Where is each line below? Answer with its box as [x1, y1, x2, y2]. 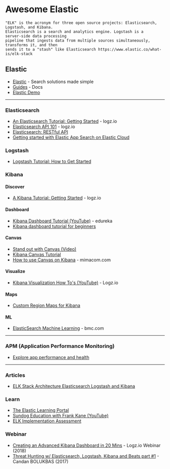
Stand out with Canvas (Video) [12, 246, 77, 252]
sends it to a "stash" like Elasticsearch [5, 47, 96, 52]
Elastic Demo [12, 89, 40, 95]
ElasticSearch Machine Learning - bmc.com [12, 325, 104, 331]
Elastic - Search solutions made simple [12, 79, 94, 85]
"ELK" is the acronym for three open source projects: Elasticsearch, [5, 20, 157, 25]
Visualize [5, 268, 25, 275]
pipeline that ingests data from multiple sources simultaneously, [5, 38, 151, 43]
